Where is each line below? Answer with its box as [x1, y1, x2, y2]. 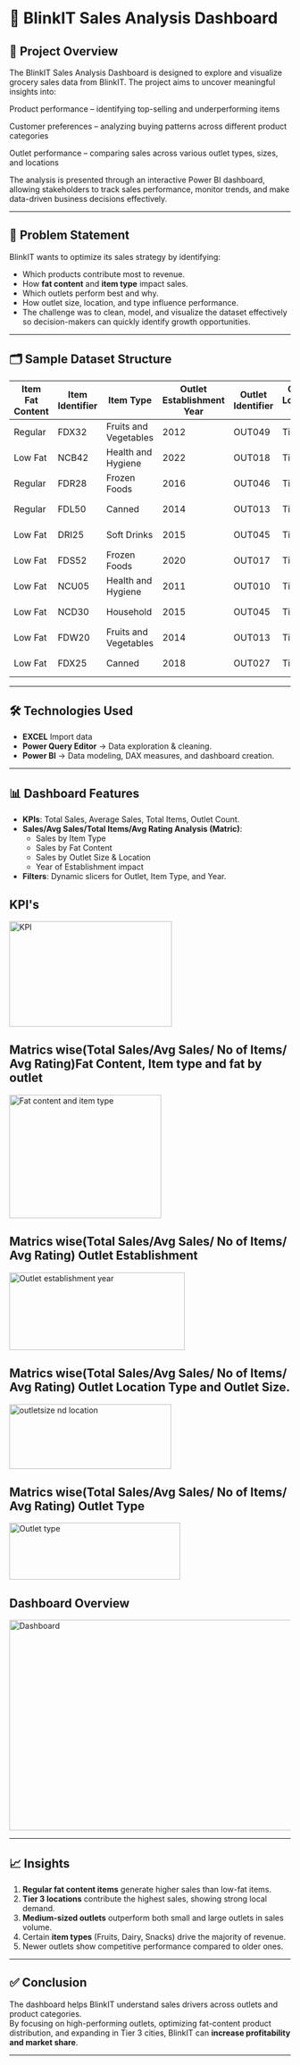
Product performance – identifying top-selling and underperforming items [9, 104, 280, 114]
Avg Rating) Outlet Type [9, 1498, 146, 1514]
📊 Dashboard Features [9, 785, 140, 801]
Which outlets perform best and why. [21, 288, 159, 298]
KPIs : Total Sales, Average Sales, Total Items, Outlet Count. [21, 814, 240, 825]
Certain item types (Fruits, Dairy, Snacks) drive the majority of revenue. [21, 1931, 287, 1942]
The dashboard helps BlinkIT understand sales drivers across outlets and [9, 1999, 279, 2010]
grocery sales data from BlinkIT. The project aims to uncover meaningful [9, 77, 276, 88]
